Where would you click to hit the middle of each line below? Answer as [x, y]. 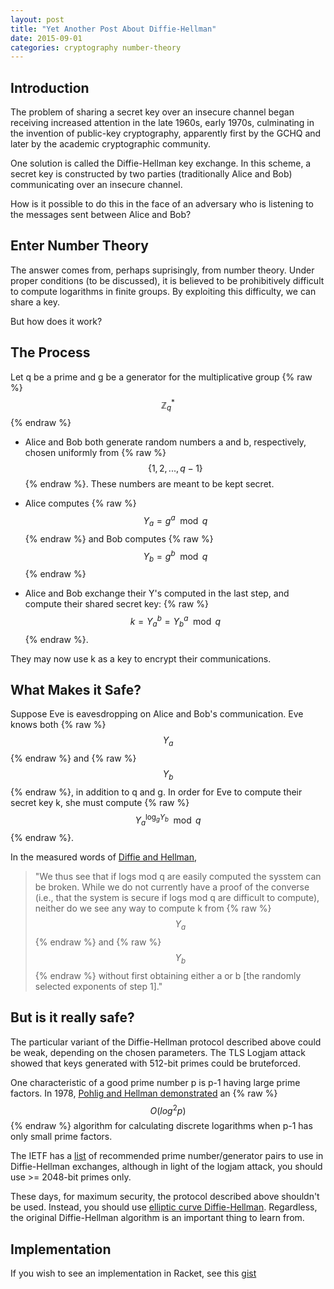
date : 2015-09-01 [46, 38]
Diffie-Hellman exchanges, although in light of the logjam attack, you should [166, 1167]
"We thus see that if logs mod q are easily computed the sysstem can [178, 877]
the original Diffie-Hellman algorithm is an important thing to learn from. [157, 1218]
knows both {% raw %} [58, 725]
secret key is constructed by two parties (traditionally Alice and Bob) [151, 174]
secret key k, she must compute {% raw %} [100, 802]
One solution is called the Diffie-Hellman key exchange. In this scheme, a [161, 163]
